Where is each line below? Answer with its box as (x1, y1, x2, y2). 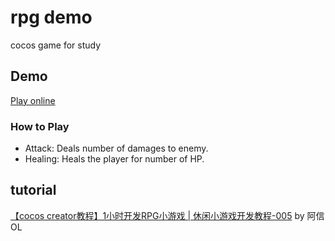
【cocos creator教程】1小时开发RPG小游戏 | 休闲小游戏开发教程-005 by (10, 209, 305, 221)
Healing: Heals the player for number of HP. (24, 153, 205, 165)
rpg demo (10, 6, 93, 29)
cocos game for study (10, 39, 102, 51)
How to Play (10, 119, 70, 133)
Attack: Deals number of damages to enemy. (24, 142, 209, 155)
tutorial (10, 182, 57, 199)
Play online (10, 94, 56, 106)
